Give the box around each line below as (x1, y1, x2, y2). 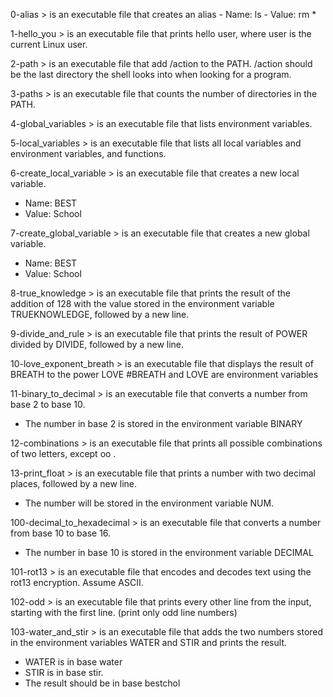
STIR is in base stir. (24, 667, 104, 678)
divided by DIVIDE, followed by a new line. (10, 339, 185, 350)
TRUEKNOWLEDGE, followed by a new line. (10, 309, 190, 320)
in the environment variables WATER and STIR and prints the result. (10, 637, 287, 648)
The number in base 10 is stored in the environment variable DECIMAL (24, 547, 314, 558)
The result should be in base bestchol (24, 677, 181, 689)
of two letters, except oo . (10, 448, 117, 459)
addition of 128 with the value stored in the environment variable (10, 298, 275, 309)
